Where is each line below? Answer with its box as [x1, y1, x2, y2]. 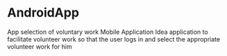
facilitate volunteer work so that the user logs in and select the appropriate [7, 35, 221, 43]
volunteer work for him [7, 42, 72, 50]
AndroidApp [7, 5, 80, 21]
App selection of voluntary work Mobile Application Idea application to [7, 28, 208, 36]
